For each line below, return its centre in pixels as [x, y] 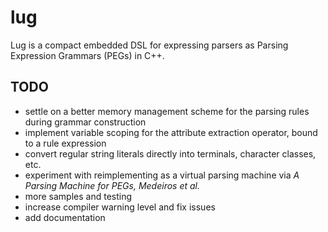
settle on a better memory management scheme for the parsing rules [167, 111]
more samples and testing [78, 196]
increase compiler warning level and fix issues [120, 207]
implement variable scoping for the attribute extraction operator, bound [171, 132]
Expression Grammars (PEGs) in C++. [87, 55]
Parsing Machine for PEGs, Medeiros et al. [112, 185]
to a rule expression [65, 143]
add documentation [65, 217]
